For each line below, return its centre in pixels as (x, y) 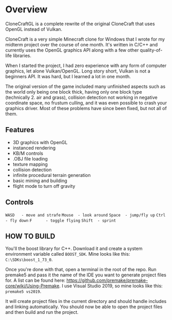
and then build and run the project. (42, 312)
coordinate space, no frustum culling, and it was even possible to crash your (86, 103)
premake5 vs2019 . (23, 291)
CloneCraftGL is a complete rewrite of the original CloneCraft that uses (80, 24)
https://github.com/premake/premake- (107, 280)
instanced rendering (34, 148)
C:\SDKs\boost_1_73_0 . (29, 260)
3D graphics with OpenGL (40, 142)
